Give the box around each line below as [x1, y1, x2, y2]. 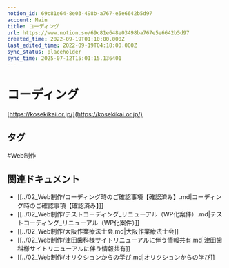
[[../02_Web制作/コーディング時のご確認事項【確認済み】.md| [17, 193, 192, 201]
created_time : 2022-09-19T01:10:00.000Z [7, 36, 126, 43]
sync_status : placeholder [7, 49, 81, 56]
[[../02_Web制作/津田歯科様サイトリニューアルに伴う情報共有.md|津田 [17, 236, 217, 245]
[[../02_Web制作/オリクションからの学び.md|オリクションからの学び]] [17, 253, 215, 262]
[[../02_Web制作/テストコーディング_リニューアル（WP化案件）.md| [17, 210, 210, 218]
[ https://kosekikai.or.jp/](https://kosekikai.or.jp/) [7, 110, 143, 118]
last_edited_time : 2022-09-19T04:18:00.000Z [7, 42, 137, 49]
